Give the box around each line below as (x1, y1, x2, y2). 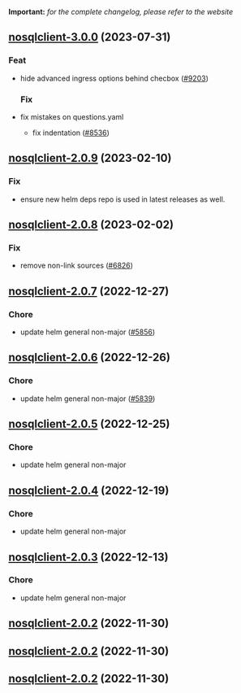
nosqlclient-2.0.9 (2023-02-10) (8, 151, 172, 165)
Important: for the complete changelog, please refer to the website (8, 7, 234, 16)
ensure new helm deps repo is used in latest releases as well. (19, 194, 226, 204)
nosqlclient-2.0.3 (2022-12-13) (8, 550, 169, 564)
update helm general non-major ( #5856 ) (19, 327, 156, 337)
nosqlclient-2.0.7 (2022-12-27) (8, 284, 170, 298)
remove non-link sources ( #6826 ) (19, 260, 134, 271)
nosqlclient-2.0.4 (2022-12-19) (8, 483, 170, 497)
